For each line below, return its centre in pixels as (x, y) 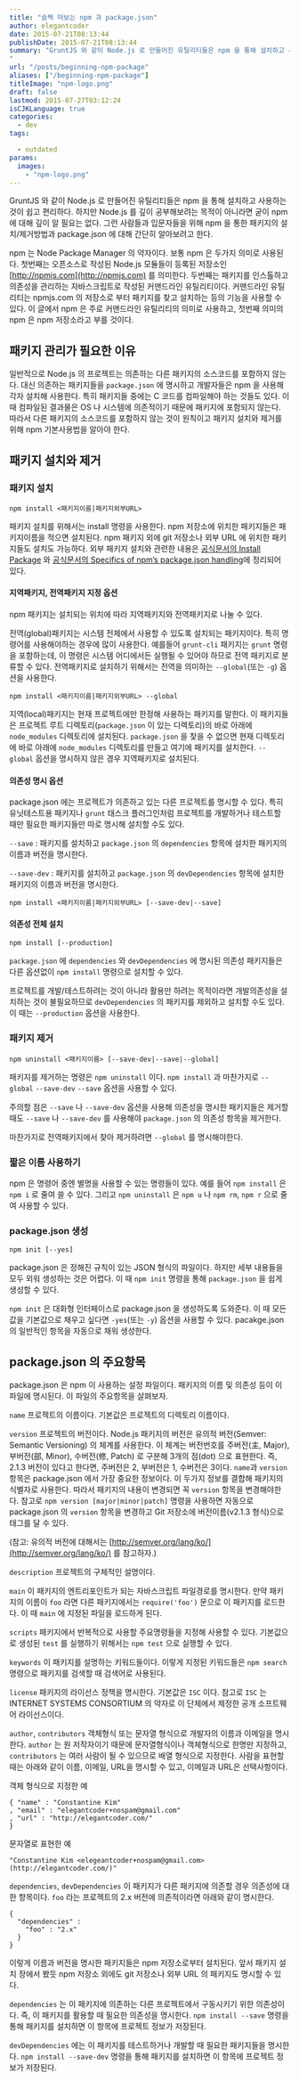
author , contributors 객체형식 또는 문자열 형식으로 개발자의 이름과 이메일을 (141, 1734)
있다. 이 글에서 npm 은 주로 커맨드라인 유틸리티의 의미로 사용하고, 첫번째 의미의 (146, 309)
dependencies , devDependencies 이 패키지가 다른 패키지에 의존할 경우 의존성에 (145, 1886)
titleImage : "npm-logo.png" (61, 84)
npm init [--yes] (41, 1250)
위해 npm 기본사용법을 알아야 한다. (70, 429)
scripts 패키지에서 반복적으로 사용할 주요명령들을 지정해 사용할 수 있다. (133, 1632)
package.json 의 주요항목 (78, 1362)
